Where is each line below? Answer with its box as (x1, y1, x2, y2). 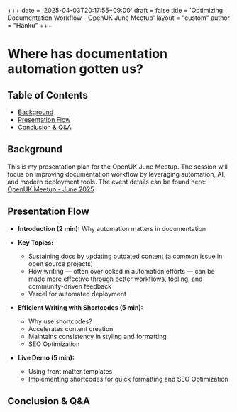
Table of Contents (7, 89, 89, 101)
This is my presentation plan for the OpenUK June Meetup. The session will (7, 162, 228, 171)
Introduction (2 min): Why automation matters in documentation (17, 224, 206, 233)
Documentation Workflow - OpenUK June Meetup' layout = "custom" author (7, 13, 231, 22)
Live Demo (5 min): (17, 353, 75, 362)
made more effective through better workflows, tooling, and (28, 274, 203, 283)
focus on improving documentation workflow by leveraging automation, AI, (7, 169, 226, 178)
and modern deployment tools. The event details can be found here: (7, 177, 206, 186)
